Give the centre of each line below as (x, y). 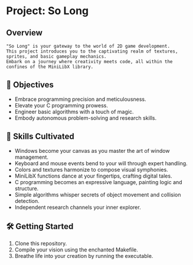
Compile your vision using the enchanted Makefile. (76, 250)
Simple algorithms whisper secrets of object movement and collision (98, 194)
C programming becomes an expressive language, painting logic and (98, 182)
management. (32, 157)
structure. (27, 188)
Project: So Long (48, 11)
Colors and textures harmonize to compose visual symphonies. (91, 169)
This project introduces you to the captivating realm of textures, (92, 51)
